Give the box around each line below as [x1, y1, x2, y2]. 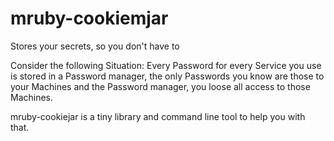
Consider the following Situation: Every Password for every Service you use [10, 59, 322, 71]
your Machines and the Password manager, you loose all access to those [10, 80, 311, 92]
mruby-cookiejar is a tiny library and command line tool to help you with [10, 110, 306, 122]
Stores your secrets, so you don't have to [10, 40, 180, 52]
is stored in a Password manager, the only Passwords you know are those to [10, 70, 325, 82]
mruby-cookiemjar [10, 7, 169, 30]
